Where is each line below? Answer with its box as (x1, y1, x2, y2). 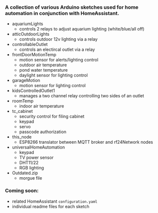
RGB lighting (19, 165, 44, 171)
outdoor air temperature (19, 62, 67, 68)
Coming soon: (5, 187, 39, 194)
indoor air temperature (19, 103, 64, 109)
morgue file (19, 175, 43, 181)
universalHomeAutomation (12, 144, 65, 150)
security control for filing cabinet (19, 113, 85, 120)
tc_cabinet (12, 108, 33, 114)
